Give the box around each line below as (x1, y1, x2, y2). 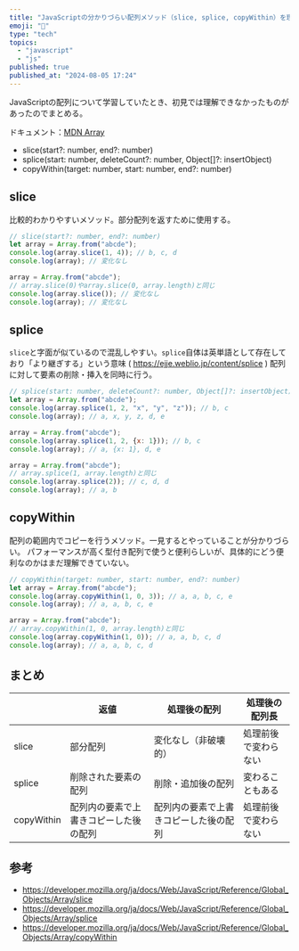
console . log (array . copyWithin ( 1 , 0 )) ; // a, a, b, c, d (9, 633, 221, 642)
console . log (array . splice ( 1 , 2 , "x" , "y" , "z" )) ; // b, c (9, 404, 229, 413)
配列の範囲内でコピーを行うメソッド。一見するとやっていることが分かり (9, 535, 274, 545)
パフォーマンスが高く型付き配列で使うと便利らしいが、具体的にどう (26, 545, 277, 557)
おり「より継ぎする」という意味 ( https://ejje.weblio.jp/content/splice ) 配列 (9, 358, 287, 369)
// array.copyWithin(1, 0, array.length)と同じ (9, 625, 185, 634)
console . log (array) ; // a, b (9, 486, 117, 495)
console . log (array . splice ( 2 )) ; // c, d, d (9, 478, 169, 487)
